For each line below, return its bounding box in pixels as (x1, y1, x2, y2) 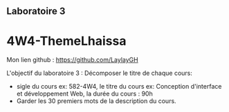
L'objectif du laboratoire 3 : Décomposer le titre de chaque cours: (6, 69, 193, 78)
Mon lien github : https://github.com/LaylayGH (6, 56, 139, 64)
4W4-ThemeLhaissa (6, 33, 127, 49)
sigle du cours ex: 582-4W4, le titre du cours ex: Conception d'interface (16, 82, 222, 91)
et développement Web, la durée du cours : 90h (16, 89, 153, 98)
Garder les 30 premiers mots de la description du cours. (16, 97, 177, 105)
